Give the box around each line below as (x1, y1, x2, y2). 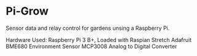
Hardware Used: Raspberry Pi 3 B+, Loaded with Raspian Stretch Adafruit (6, 36, 192, 43)
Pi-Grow (6, 4, 49, 18)
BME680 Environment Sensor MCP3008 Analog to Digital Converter (6, 43, 177, 50)
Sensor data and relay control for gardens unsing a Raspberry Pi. (6, 24, 170, 32)
